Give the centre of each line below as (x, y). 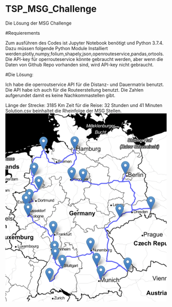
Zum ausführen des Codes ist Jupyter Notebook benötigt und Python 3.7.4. (84, 43)
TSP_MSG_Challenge (51, 9)
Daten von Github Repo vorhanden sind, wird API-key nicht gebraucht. (80, 64)
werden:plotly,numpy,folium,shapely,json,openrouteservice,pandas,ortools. (85, 54)
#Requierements (23, 33)
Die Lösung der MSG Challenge (38, 23)
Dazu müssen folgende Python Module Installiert (57, 48)
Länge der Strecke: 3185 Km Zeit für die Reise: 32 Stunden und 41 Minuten (84, 105)
